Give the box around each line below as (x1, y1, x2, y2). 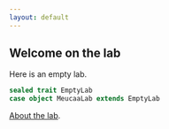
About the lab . (9, 110, 61, 121)
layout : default (9, 12, 69, 22)
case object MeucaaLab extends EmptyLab (9, 95, 161, 103)
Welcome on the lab (9, 46, 121, 61)
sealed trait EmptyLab (9, 86, 93, 95)
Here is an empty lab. (9, 69, 88, 80)
